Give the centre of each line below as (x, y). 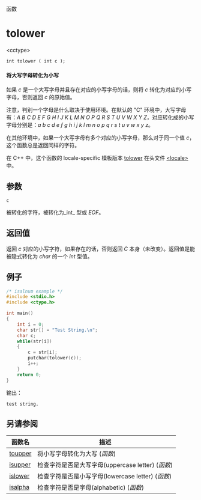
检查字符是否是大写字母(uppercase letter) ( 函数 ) (105, 465)
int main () (20, 313)
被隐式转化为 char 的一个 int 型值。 (49, 256)
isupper (20, 465)
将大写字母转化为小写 (32, 75)
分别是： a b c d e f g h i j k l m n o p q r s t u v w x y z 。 (85, 125)
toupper (20, 454)
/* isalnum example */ (34, 291)
